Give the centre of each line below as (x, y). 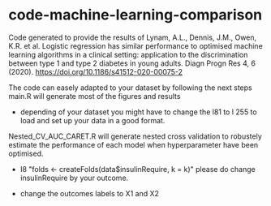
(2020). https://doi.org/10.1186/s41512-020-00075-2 (95, 71)
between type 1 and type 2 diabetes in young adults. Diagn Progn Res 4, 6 (132, 63)
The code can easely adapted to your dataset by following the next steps (131, 88)
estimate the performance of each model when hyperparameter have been (133, 144)
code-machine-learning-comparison (135, 15)
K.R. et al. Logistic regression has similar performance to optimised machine (136, 45)
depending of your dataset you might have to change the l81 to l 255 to (138, 112)
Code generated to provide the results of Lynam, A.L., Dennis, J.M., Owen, (133, 37)
